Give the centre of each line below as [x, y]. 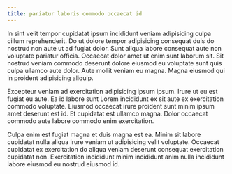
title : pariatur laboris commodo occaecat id [74, 14]
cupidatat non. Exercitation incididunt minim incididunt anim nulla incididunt [116, 157]
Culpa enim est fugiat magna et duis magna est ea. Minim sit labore [104, 134]
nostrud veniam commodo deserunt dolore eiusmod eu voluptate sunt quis [115, 63]
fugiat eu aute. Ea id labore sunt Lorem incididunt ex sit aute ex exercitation [115, 99]
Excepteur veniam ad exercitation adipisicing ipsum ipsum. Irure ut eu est [113, 91]
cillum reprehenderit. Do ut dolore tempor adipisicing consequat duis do [111, 41]
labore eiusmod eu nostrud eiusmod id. [64, 164]
